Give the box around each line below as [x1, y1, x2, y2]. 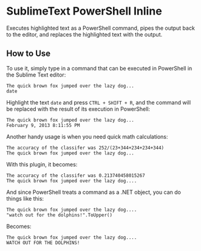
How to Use [6, 49, 51, 59]
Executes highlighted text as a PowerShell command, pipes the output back [6, 24, 196, 32]
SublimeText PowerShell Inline [6, 4, 162, 18]
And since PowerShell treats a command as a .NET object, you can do [6, 188, 181, 196]
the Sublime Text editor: [6, 71, 66, 78]
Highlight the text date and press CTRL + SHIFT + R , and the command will [6, 98, 191, 106]
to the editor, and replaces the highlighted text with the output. [6, 30, 163, 38]
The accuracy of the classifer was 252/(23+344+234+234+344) [6, 145, 165, 151]
